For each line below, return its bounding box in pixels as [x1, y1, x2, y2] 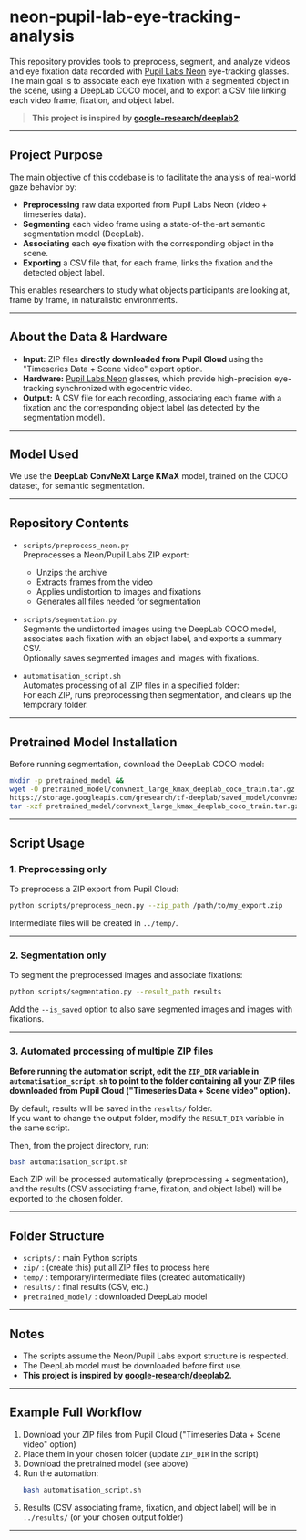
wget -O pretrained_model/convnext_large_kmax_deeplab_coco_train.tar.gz [9, 785, 296, 794]
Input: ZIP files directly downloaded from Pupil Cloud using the [22, 353, 264, 364]
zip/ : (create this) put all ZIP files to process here [22, 1262, 210, 1274]
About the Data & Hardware [9, 329, 168, 345]
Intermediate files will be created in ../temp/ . [9, 918, 178, 929]
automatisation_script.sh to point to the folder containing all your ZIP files [9, 1075, 296, 1087]
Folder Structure [9, 1228, 105, 1243]
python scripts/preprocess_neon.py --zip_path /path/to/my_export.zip [9, 901, 283, 910]
